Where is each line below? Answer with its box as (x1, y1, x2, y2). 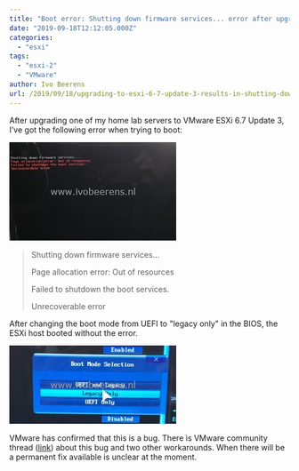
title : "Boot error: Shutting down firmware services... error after (9, 14, 273, 23)
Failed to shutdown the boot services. (30, 283, 170, 294)
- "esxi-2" (17, 61, 58, 70)
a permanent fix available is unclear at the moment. (9, 451, 198, 462)
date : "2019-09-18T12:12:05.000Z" (9, 23, 138, 33)
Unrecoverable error (30, 300, 107, 311)
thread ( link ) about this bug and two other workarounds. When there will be (9, 442, 286, 452)
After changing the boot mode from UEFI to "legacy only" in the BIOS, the (9, 318, 279, 329)
